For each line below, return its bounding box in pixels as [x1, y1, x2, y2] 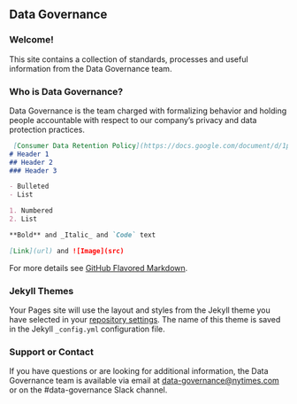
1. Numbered [9, 206, 53, 215]
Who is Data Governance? [9, 85, 124, 97]
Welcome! [9, 34, 55, 46]
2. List [9, 214, 38, 224]
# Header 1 [9, 150, 49, 159]
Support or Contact [9, 346, 95, 358]
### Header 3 [9, 166, 57, 175]
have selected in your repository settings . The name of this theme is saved [9, 315, 281, 325]
